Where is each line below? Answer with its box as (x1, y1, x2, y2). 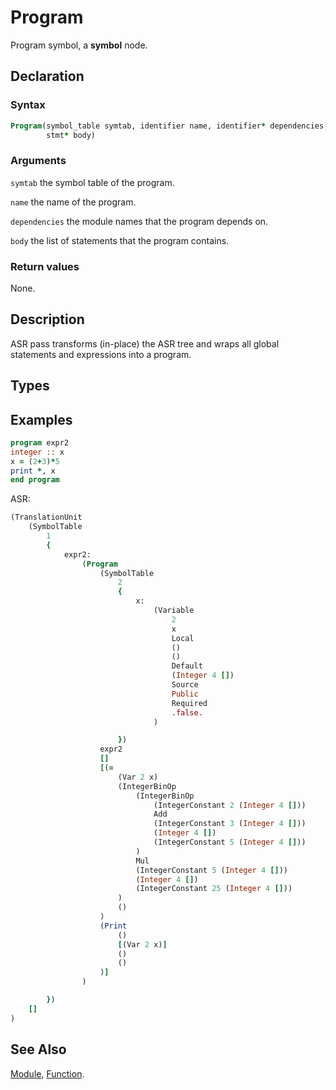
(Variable (153, 606, 195, 616)
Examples (10, 411, 73, 428)
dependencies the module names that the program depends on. (10, 215, 269, 227)
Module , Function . (10, 1067, 85, 1080)
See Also (10, 1041, 67, 1058)
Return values (10, 259, 80, 273)
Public (171, 689, 199, 699)
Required (171, 698, 208, 708)
